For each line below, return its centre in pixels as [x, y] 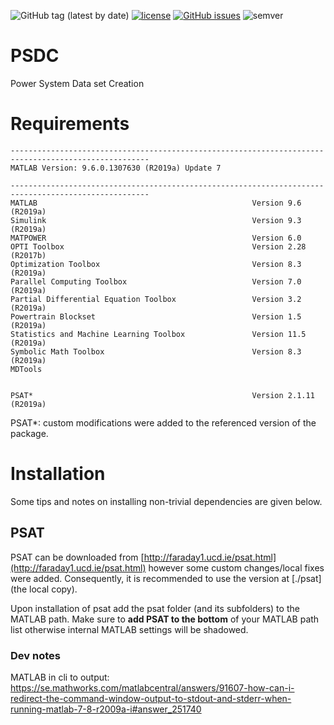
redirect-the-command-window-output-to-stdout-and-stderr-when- [151, 698]
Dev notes [35, 655]
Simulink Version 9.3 [156, 220]
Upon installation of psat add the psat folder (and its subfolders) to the [155, 608]
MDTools [26, 369]
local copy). [53, 589]
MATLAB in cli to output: [60, 677]
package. [29, 433]
